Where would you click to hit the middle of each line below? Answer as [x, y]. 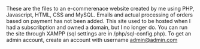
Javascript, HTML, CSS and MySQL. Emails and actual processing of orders [100, 15]
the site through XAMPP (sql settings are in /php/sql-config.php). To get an [99, 34]
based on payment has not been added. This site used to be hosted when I [99, 21]
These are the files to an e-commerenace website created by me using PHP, [100, 9]
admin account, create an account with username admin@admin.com [92, 40]
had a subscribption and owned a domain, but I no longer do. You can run [97, 27]
